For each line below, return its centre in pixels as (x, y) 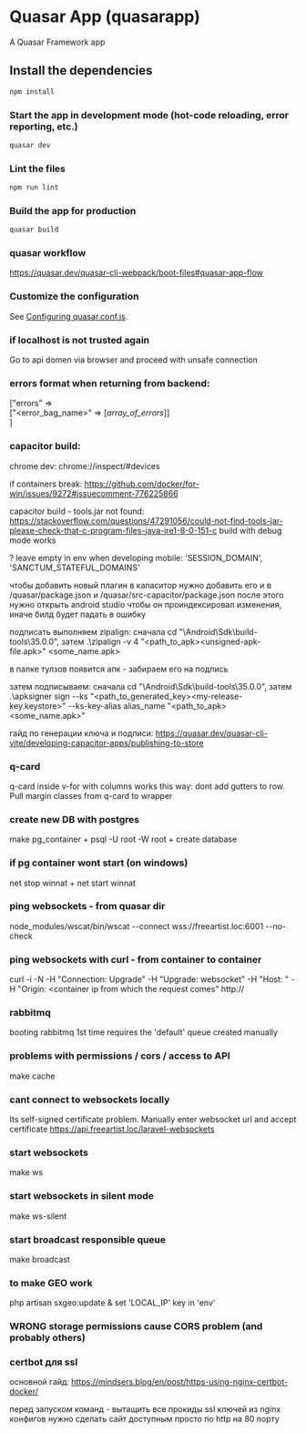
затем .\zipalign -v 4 (100, 641)
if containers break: (46, 484)
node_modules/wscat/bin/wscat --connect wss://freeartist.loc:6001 (137, 926)
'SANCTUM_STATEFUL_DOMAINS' (75, 568)
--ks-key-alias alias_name (117, 706)
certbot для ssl (44, 1362)
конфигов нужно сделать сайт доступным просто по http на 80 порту (144, 1419)
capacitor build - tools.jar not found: (77, 511)
